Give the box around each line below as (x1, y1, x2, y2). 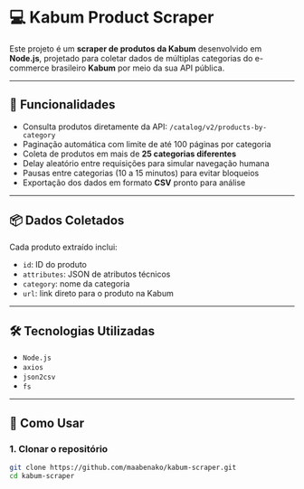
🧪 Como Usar (9, 415, 85, 430)
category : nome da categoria (22, 277, 130, 289)
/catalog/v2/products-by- (169, 123, 267, 132)
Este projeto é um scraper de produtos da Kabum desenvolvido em (9, 42, 262, 54)
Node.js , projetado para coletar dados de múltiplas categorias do (9, 52, 253, 63)
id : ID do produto (22, 259, 88, 269)
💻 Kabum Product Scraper (9, 7, 214, 28)
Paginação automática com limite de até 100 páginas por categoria (22, 138, 271, 149)
